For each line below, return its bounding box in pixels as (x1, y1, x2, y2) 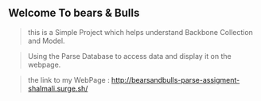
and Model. (27, 36, 65, 45)
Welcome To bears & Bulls (8, 6, 140, 20)
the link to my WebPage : (27, 75, 110, 84)
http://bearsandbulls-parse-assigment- (111, 75, 240, 84)
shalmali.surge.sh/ (27, 84, 88, 93)
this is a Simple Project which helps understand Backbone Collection (27, 27, 253, 37)
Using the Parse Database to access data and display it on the (27, 51, 232, 60)
